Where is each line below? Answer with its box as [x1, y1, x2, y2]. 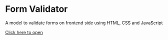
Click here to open [5, 29, 43, 35]
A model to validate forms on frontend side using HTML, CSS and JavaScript [5, 20, 163, 26]
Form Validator [5, 3, 68, 15]
